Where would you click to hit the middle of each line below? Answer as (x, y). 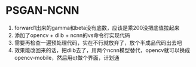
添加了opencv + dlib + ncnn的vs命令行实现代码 (72, 35)
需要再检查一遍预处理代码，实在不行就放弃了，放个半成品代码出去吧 (98, 42)
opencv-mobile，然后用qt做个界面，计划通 (67, 57)
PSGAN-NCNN (42, 10)
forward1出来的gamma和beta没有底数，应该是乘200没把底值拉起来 (97, 28)
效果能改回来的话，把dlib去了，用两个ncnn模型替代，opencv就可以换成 (102, 50)
